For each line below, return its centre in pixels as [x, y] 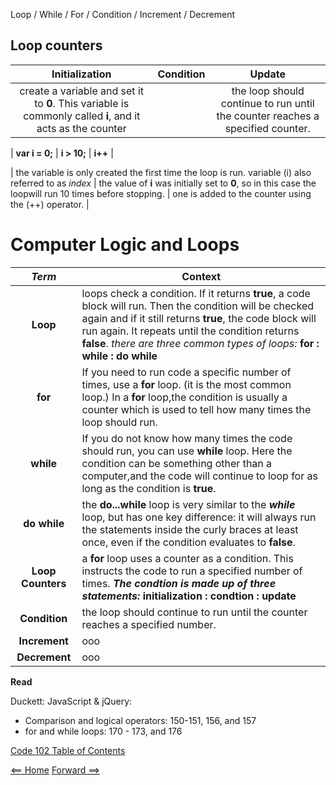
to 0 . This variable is [82, 103]
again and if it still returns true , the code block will [199, 318]
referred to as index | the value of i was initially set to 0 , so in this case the [163, 183]
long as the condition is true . [149, 488]
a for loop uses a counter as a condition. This [187, 558]
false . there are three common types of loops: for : [200, 343]
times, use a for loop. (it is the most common [186, 384]
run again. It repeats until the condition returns [190, 331]
